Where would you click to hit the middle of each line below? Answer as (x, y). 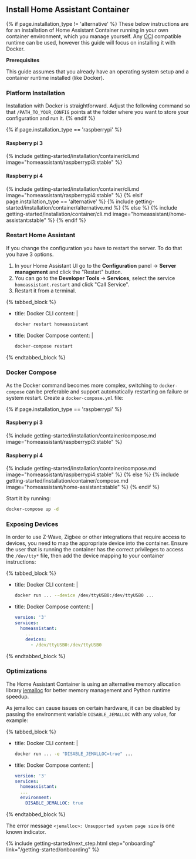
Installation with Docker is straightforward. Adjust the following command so (98, 106)
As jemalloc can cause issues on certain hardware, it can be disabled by (93, 708)
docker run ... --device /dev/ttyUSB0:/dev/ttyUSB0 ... (84, 595)
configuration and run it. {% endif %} (51, 118)
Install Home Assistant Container (68, 10)
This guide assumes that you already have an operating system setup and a (97, 71)
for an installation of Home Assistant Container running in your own (87, 30)
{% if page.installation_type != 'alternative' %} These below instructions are (97, 23)
